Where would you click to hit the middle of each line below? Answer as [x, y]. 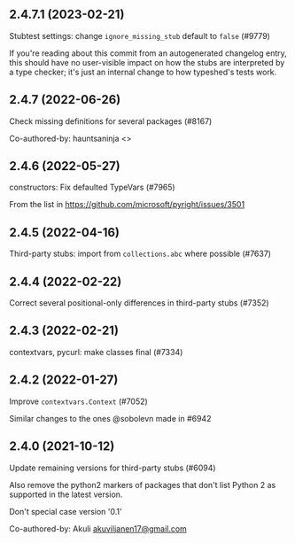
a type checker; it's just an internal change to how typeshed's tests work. [143, 72]
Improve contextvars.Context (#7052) [78, 401]
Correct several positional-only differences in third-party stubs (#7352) [139, 303]
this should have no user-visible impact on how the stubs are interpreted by [147, 62]
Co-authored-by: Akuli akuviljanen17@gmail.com [98, 528]
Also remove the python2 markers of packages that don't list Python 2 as [143, 485]
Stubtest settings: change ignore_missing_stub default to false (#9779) [140, 35]
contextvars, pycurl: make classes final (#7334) [96, 352]
